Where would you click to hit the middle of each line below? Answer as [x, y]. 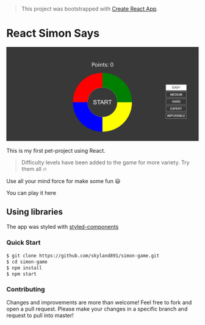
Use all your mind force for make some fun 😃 [63, 181]
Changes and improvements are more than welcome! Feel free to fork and [99, 302]
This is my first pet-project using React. [56, 151]
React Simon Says [53, 33]
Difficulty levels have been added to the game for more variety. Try [106, 162]
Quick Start [23, 242]
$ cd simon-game [27, 262]
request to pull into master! [40, 315]
